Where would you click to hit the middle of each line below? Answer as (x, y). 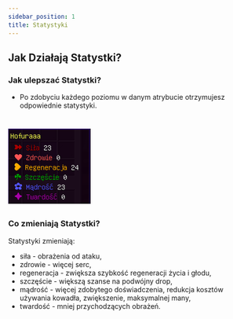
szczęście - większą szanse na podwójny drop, (96, 281)
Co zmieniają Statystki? (54, 224)
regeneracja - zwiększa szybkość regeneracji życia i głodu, (115, 273)
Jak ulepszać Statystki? (55, 80)
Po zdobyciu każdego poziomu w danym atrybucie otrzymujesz (122, 97)
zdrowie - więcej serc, (55, 264)
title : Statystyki (38, 25)
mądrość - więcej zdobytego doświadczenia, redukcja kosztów (121, 289)
